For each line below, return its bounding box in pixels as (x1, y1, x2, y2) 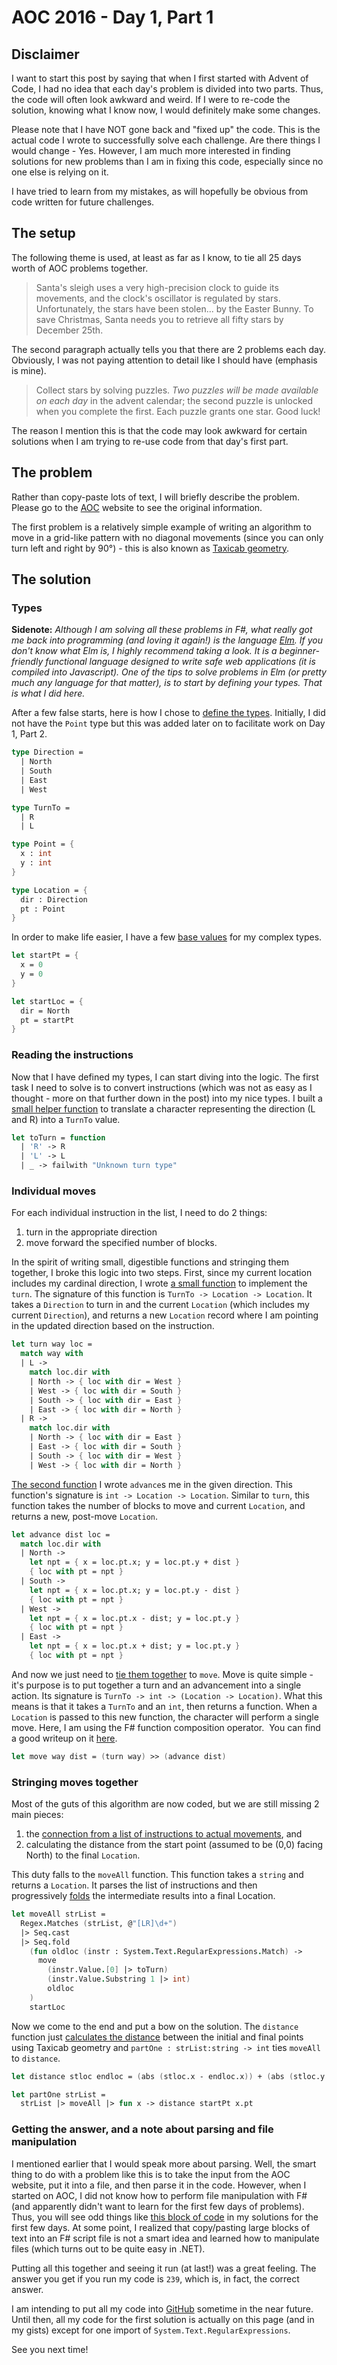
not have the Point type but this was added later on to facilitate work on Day (11, 717, 326, 730)
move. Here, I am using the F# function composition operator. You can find (11, 1721, 321, 1733)
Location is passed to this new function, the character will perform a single (11, 1711, 319, 1723)
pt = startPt (20, 1015, 75, 1025)
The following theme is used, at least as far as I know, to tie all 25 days (11, 251, 302, 263)
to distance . (11, 2052, 61, 2064)
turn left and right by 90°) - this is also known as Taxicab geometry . (11, 542, 290, 554)
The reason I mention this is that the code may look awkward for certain (11, 424, 308, 436)
